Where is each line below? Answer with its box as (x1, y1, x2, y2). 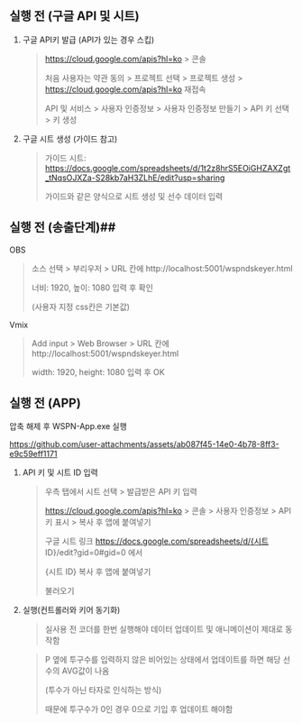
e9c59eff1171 (9, 449, 58, 460)
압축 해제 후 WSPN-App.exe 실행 (9, 421, 128, 432)
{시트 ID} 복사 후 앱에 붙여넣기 (44, 566, 151, 577)
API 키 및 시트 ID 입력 (22, 467, 98, 478)
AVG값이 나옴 (61, 665, 110, 676)
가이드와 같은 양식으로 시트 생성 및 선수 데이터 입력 (44, 190, 224, 201)
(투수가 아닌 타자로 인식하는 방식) (44, 684, 162, 696)
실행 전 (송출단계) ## (9, 220, 116, 235)
